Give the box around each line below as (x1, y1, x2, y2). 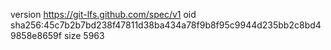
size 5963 (63, 30, 105, 41)
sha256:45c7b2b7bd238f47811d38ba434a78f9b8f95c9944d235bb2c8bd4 (10, 19, 322, 31)
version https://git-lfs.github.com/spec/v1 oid (10, 9, 197, 20)
